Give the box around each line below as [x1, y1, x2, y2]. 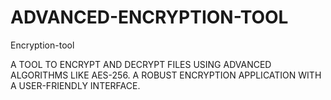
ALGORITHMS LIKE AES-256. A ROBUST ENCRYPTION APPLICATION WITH [10, 69, 322, 81]
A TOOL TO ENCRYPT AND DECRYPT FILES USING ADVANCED [10, 58, 272, 70]
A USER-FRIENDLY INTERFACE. [10, 79, 141, 91]
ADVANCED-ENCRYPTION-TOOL [10, 6, 289, 29]
